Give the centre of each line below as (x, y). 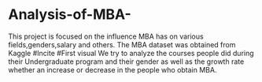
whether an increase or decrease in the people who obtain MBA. (113, 69)
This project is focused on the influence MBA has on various (106, 36)
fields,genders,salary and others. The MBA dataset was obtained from (122, 44)
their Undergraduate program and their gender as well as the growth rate (126, 61)
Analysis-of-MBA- (70, 15)
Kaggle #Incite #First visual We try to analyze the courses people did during (131, 53)
